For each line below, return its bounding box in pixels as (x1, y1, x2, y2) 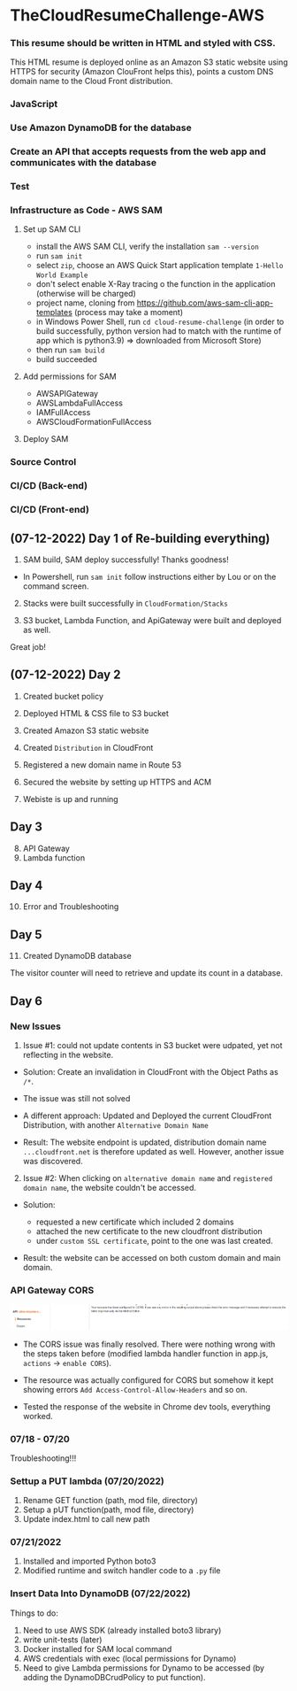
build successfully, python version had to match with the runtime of (35, 326, 282, 336)
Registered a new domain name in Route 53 (22, 759, 182, 770)
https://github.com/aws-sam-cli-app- (136, 297, 273, 308)
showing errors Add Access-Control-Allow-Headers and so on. (22, 1384, 248, 1394)
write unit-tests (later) (22, 1634, 103, 1645)
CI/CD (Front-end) (10, 504, 89, 516)
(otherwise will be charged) (35, 289, 136, 299)
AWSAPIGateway (35, 389, 99, 399)
